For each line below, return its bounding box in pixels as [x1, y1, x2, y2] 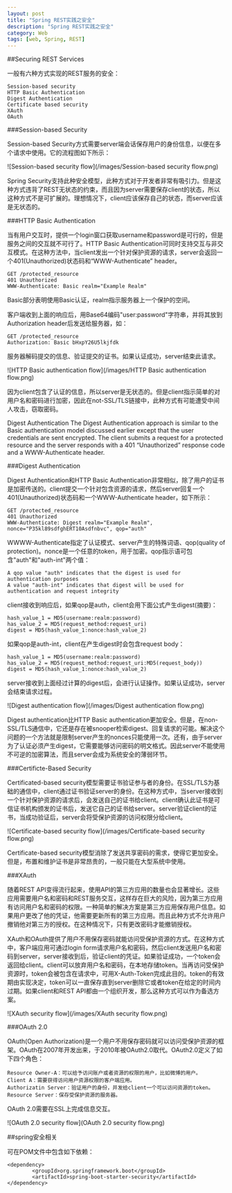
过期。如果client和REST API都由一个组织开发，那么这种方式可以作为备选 [7, 987, 213, 995]
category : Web [7, 29, 48, 37]
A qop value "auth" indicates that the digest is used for [7, 570, 181, 577]
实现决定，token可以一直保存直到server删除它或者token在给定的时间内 [19, 978, 222, 986]
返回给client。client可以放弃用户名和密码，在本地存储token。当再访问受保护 [7, 961, 224, 969]
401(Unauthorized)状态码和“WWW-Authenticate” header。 [12, 257, 181, 265]
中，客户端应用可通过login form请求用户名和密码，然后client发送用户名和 [7, 943, 216, 952]
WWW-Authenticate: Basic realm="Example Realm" [7, 283, 148, 290]
